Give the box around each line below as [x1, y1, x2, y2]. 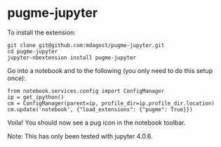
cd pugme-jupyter [7, 48, 58, 55]
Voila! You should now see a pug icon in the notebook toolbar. [7, 118, 186, 127]
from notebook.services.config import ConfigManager [7, 87, 165, 94]
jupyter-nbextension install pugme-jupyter [7, 54, 137, 61]
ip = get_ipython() [7, 94, 65, 101]
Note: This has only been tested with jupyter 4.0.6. [7, 132, 153, 140]
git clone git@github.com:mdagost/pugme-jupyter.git [7, 41, 165, 49]
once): [7, 74, 26, 82]
